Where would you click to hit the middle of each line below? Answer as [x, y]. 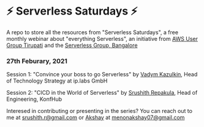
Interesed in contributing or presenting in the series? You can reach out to [100, 111]
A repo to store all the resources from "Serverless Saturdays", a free [93, 32]
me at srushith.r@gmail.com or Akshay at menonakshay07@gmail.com [96, 118]
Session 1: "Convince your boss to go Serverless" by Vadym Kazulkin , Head [102, 74]
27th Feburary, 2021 [37, 61]
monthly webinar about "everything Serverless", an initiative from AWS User [102, 38]
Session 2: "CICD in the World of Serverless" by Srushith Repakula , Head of [102, 93]
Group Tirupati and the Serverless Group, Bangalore [72, 45]
